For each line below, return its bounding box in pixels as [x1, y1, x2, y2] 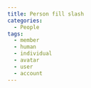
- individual [14, 50, 53, 57]
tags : [7, 30, 23, 38]
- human [14, 43, 37, 50]
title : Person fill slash [7, 10, 84, 18]
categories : [7, 17, 43, 24]
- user [14, 63, 33, 70]
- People [14, 23, 40, 31]
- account [14, 70, 43, 77]
